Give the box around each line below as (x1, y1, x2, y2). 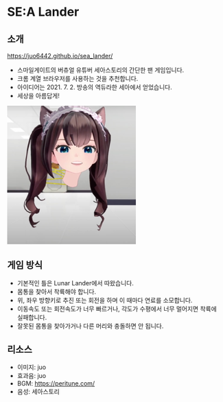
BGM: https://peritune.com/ (16, 379, 95, 388)
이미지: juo (16, 363, 47, 371)
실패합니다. (16, 313, 47, 321)
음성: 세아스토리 (16, 388, 60, 396)
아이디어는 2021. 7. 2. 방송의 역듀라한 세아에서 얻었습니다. (16, 83, 173, 91)
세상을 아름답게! (16, 92, 60, 99)
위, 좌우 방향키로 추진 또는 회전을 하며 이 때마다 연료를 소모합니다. (16, 296, 193, 304)
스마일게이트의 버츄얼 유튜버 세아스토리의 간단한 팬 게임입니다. (16, 66, 185, 74)
